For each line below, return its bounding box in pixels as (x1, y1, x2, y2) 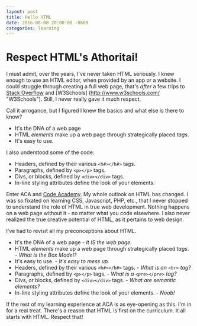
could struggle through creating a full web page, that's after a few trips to (6, 83, 185, 90)
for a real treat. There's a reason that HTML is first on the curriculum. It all (6, 307, 186, 314)
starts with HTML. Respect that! (6, 314, 83, 321)
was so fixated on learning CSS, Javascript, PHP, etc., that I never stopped (6, 197, 188, 204)
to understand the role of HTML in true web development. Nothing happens (6, 203, 190, 210)
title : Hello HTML (6, 14, 51, 20)
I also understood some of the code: (6, 149, 95, 156)
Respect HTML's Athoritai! (6, 51, 138, 64)
